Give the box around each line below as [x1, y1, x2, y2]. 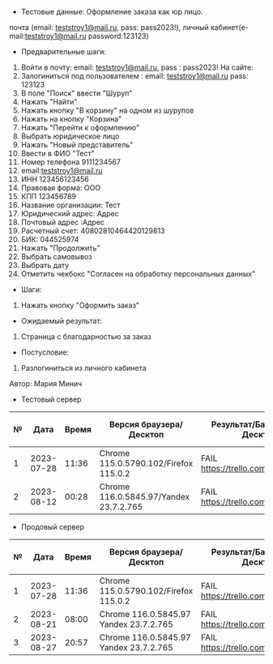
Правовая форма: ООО [20, 183, 100, 193]
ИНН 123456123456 [20, 174, 89, 184]
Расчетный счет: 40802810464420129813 [20, 226, 165, 236]
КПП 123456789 [20, 192, 76, 201]
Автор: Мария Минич [9, 379, 83, 388]
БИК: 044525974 [20, 235, 79, 244]
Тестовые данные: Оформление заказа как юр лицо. [20, 7, 203, 16]
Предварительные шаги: [20, 47, 107, 56]
